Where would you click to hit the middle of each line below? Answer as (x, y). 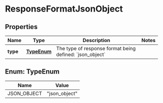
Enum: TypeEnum (32, 72)
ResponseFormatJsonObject (64, 9)
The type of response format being (96, 48)
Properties (21, 27)
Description (97, 40)
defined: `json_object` (81, 54)
